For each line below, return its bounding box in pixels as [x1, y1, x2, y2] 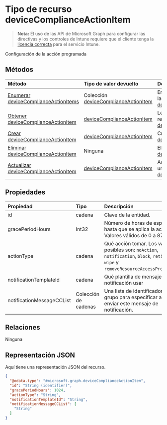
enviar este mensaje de [104, 300, 159, 307]
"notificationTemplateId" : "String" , [9, 397, 88, 402]
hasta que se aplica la [104, 226, 155, 233]
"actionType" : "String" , [9, 392, 61, 398]
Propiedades [5, 188, 46, 197]
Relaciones [5, 323, 41, 332]
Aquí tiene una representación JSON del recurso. [5, 364, 106, 370]
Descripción [104, 203, 134, 210]
